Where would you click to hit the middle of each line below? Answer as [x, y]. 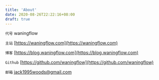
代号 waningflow [22, 33]
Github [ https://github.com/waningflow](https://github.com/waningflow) [79, 62]
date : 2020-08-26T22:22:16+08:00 [40, 14]
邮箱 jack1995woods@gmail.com [38, 72]
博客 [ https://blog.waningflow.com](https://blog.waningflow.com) [72, 52]
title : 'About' [21, 10]
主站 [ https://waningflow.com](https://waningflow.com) [61, 43]
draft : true [18, 19]
